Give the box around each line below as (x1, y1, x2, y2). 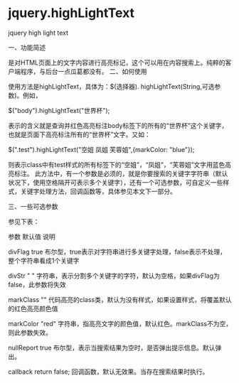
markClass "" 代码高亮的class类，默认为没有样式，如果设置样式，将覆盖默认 (8, 295, 232, 303)
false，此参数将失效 (8, 280, 66, 288)
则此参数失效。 (8, 328, 52, 337)
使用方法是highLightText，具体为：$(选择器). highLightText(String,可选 (8, 82, 215, 90)
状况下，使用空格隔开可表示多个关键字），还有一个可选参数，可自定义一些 (8, 178, 223, 186)
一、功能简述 (8, 43, 46, 51)
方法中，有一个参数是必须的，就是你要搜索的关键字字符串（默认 (41, 169, 228, 178)
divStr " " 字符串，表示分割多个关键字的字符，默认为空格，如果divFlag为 (8, 271, 220, 280)
